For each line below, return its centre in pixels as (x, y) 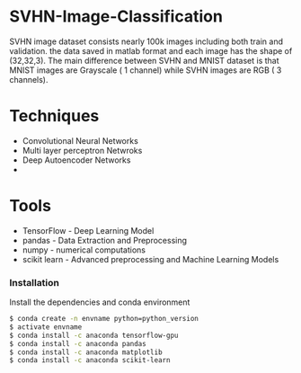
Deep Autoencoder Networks (76, 160)
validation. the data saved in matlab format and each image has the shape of (151, 50)
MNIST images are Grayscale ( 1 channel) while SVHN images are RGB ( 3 (146, 70)
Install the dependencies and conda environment (100, 302)
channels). (29, 79)
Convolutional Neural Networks (80, 140)
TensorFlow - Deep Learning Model (88, 230)
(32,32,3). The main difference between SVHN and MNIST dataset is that (145, 60)
